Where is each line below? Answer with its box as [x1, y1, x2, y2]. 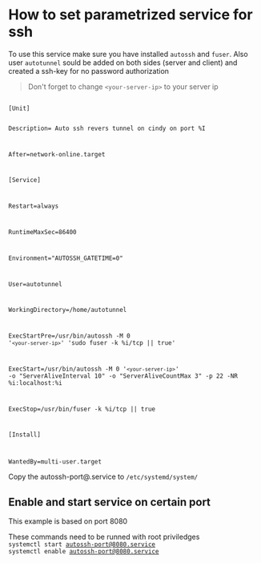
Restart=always [8, 202, 59, 210]
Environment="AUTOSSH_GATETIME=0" [8, 254, 124, 262]
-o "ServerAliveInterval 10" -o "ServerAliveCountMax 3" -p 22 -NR [8, 371, 239, 380]
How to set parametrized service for [8, 6, 254, 24]
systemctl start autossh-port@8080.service [8, 541, 156, 549]
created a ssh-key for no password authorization [8, 66, 170, 75]
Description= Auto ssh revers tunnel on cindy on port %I [8, 124, 206, 132]
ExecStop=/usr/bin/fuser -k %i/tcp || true [8, 405, 156, 413]
